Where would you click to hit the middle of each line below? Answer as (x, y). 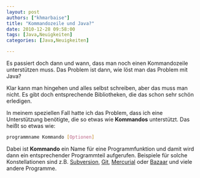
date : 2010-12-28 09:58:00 (41, 29)
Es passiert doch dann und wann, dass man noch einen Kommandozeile (97, 63)
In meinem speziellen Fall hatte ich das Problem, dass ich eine (85, 113)
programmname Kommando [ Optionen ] (51, 137)
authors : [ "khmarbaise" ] (38, 18)
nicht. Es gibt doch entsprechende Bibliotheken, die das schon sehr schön (100, 95)
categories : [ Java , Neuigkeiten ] (48, 40)
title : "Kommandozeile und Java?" (51, 23)
